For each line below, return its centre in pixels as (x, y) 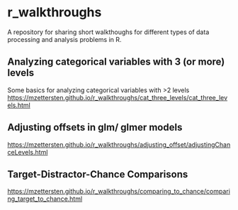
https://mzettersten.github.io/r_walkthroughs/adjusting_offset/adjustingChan (119, 144)
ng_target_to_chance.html (45, 199)
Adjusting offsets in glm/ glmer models (95, 127)
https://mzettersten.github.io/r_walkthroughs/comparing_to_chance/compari (119, 192)
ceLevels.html (28, 152)
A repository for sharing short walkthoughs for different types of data (108, 32)
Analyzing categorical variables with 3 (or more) (116, 62)
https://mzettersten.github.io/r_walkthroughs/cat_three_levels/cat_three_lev (118, 97)
